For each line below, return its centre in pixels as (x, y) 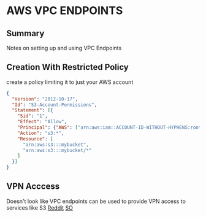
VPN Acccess (33, 187)
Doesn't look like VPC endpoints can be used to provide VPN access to (96, 201)
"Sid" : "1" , (32, 116)
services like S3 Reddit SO (40, 207)
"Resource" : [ (35, 139)
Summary (25, 33)
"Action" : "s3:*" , (41, 133)
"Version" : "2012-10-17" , (45, 99)
